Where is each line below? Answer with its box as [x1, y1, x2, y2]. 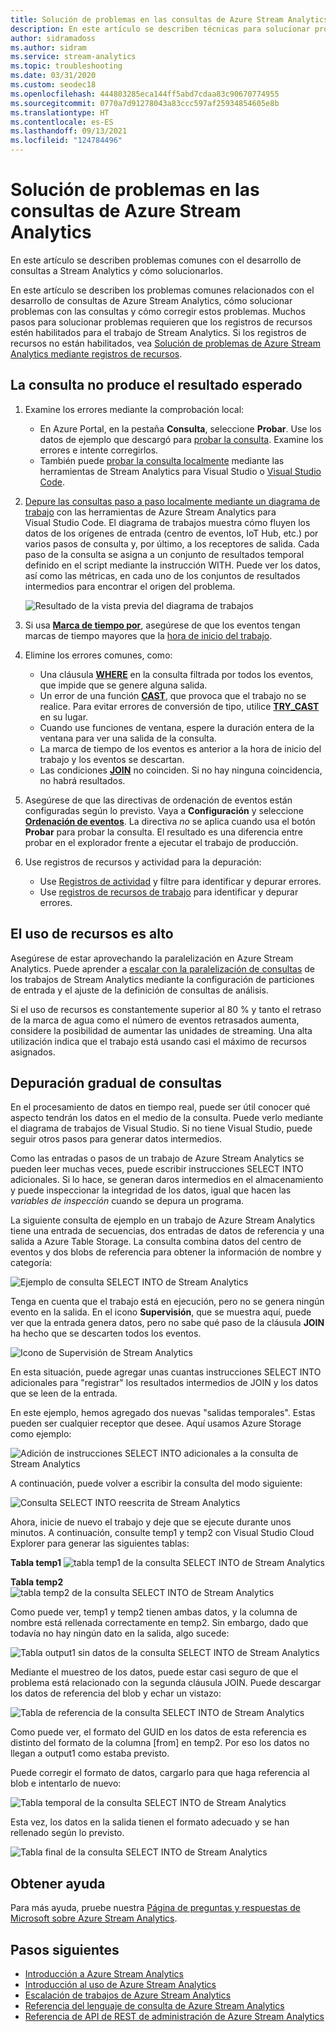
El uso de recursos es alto [10, 926, 174, 943]
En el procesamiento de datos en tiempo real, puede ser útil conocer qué [10, 1101, 311, 1113]
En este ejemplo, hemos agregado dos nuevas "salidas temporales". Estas [10, 1407, 316, 1419]
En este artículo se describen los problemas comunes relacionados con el [10, 284, 315, 296]
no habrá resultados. [39, 774, 126, 786]
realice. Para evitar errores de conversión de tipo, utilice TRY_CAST [39, 700, 320, 712]
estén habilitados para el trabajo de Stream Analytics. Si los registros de [10, 326, 307, 338]
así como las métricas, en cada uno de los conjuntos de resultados [24, 569, 301, 581]
